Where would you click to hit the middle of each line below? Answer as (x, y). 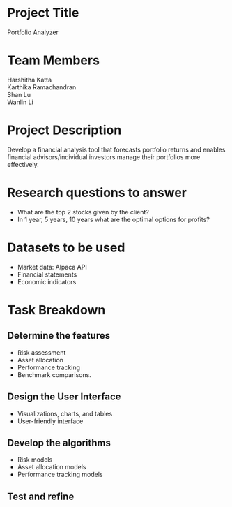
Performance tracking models (60, 475)
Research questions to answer (97, 193)
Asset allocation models (52, 467)
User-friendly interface (50, 421)
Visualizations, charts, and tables (65, 413)
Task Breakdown (56, 310)
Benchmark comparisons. (54, 374)
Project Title (43, 13)
